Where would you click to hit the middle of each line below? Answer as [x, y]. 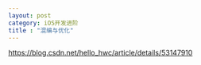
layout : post [30, 15]
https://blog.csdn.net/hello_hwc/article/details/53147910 [100, 53]
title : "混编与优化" [41, 30]
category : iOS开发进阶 [43, 23]
